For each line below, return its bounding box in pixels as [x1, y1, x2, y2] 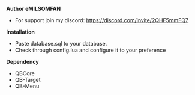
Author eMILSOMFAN [6, 5, 61, 12]
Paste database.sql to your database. [14, 40, 107, 47]
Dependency [6, 58, 39, 65]
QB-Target [14, 76, 41, 83]
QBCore [14, 70, 35, 77]
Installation [6, 28, 35, 35]
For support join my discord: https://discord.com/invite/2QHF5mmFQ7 [14, 17, 189, 23]
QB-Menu [14, 82, 40, 90]
